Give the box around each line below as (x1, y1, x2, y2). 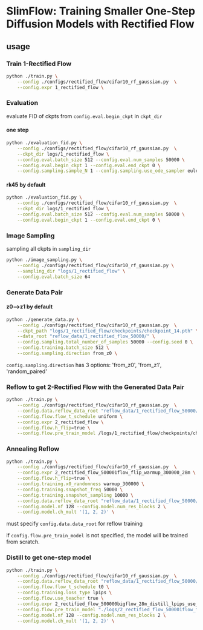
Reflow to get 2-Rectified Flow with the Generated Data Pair (6, 383, 185, 391)
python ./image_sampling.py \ (6, 257, 83, 263)
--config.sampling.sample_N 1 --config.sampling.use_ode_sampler (17, 168, 185, 174)
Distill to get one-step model (6, 553, 92, 562)
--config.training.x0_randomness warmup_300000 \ (17, 481, 145, 487)
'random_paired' (6, 368, 47, 375)
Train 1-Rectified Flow (6, 59, 72, 68)
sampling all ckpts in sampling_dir (6, 245, 91, 253)
